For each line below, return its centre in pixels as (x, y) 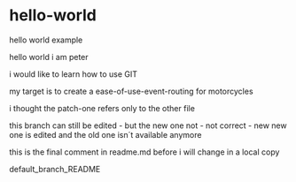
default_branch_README (55, 169)
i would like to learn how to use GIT (73, 74)
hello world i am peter (49, 57)
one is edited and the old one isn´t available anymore (105, 134)
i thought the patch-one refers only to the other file (102, 108)
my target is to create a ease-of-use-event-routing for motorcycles (132, 91)
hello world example (46, 40)
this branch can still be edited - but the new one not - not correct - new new (148, 125)
